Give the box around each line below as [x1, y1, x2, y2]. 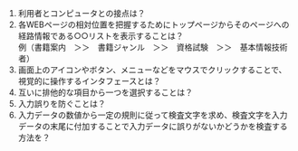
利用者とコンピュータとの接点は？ [17, 8, 146, 18]
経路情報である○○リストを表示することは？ [17, 31, 184, 41]
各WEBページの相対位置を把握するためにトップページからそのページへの [17, 19, 290, 30]
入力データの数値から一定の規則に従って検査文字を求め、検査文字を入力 [17, 109, 288, 120]
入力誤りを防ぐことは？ [17, 99, 106, 109]
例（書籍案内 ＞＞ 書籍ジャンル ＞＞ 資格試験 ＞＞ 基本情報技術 [17, 42, 288, 52]
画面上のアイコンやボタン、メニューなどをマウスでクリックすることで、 [17, 64, 287, 75]
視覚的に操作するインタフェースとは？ [17, 76, 161, 86]
